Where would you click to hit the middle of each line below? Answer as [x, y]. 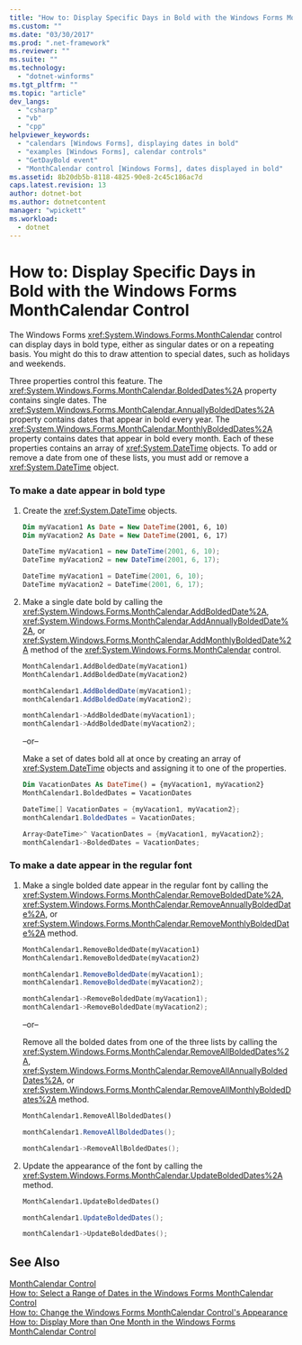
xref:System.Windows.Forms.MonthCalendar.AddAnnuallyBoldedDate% [155, 621]
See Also [35, 1262]
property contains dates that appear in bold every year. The [120, 419]
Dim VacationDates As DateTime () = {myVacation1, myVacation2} [143, 785]
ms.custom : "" [36, 26]
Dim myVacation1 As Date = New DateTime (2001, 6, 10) [125, 527]
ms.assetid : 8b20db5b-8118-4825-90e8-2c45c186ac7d [106, 177]
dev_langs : [30, 101]
